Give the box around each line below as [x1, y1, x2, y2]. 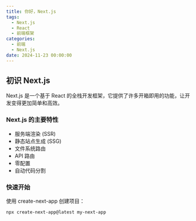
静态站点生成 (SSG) [14, 138, 62, 145]
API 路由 [14, 152, 35, 159]
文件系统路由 [14, 145, 46, 152]
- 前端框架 [11, 31, 35, 36]
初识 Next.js [6, 76, 50, 86]
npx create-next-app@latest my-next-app [6, 209, 107, 215]
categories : [6, 36, 35, 42]
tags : [6, 14, 19, 20]
